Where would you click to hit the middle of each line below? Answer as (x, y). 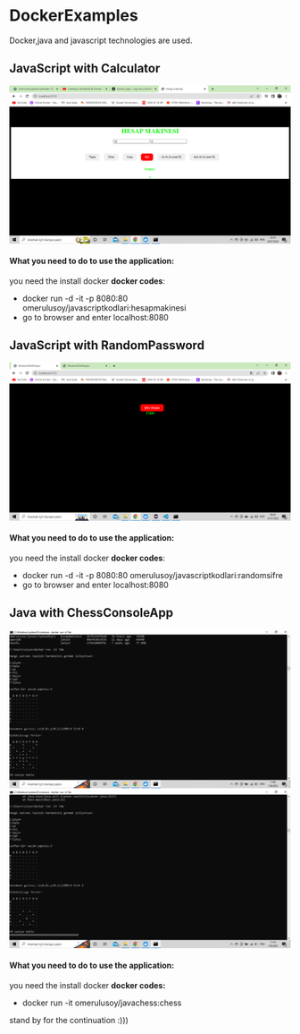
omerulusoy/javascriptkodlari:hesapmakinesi (104, 308)
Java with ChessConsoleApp (92, 613)
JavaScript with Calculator (85, 68)
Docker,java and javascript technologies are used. (101, 40)
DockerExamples (74, 16)
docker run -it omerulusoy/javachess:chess (102, 1003)
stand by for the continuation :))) (69, 1020)
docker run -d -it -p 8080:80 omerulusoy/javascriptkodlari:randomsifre (152, 575)
